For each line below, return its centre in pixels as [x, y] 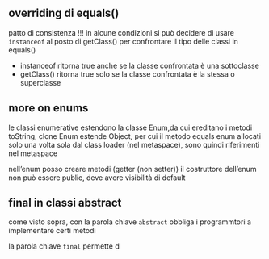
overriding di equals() [64, 13]
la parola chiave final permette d [64, 246]
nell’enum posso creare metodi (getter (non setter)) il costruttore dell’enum [132, 169]
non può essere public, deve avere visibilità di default [97, 178]
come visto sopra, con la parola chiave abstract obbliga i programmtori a [130, 222]
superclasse [40, 82]
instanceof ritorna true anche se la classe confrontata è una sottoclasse [140, 65]
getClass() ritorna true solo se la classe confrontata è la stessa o [128, 74]
